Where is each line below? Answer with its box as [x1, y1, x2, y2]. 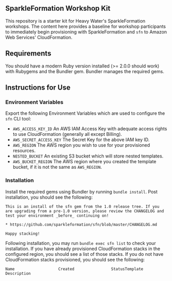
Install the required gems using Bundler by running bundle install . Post [5, 188, 158, 195]
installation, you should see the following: [5, 194, 93, 200]
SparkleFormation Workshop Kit [5, 4, 110, 13]
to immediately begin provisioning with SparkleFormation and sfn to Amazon [5, 28, 167, 35]
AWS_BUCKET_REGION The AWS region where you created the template [12, 159, 157, 165]
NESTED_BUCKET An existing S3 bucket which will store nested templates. [12, 153, 164, 159]
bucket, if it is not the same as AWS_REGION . [12, 164, 102, 170]
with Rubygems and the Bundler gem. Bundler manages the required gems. [5, 68, 164, 74]
